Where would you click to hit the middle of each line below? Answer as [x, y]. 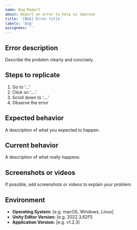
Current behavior [32, 145]
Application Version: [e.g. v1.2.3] [46, 222]
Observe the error [30, 102]
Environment [25, 200]
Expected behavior [34, 118]
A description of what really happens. [43, 157]
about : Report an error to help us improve [50, 14]
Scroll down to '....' [31, 97]
